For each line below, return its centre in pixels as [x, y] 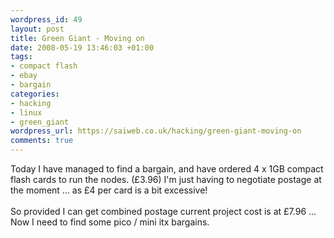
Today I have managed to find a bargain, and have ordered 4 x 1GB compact [167, 169]
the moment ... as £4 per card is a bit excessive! [109, 190]
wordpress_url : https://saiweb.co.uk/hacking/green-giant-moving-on [156, 131]
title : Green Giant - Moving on [77, 38]
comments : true [42, 141]
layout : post [37, 29]
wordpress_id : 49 [46, 19]
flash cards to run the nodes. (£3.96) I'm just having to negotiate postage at [166, 179]
